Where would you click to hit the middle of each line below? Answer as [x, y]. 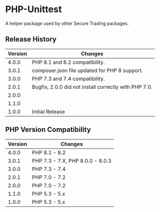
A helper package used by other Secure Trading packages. [67, 23]
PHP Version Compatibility [48, 130]
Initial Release [49, 112]
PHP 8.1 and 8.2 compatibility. [69, 62]
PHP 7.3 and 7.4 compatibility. [69, 79]
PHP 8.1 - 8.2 [49, 152]
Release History [31, 39]
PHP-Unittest [34, 9]
